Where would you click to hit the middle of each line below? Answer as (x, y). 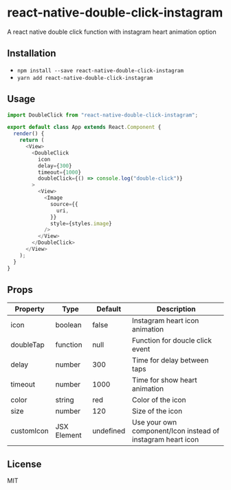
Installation (32, 53)
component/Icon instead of (176, 431)
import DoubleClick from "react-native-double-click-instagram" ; (102, 115)
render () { (29, 134)
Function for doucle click (172, 340)
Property (30, 309)
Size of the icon (157, 411)
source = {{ (64, 204)
